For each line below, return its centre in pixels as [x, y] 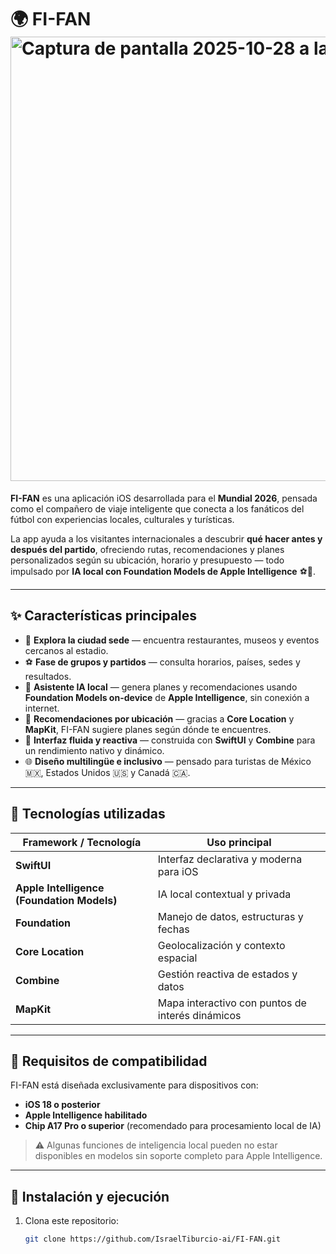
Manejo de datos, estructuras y [230, 916]
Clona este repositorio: [71, 1221]
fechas [173, 929]
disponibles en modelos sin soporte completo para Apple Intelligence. [178, 1156]
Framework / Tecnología [82, 842]
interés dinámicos [199, 1015]
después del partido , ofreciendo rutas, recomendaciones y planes [147, 549]
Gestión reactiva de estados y [227, 974]
